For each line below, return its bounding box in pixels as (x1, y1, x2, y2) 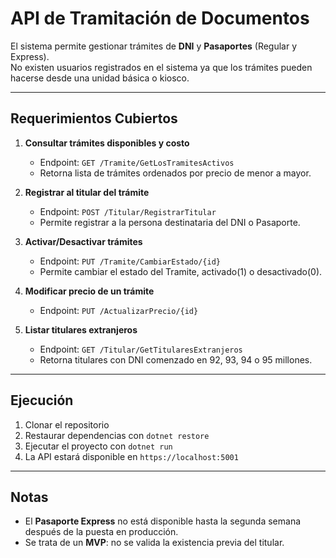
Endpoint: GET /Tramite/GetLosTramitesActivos (39, 156, 235, 168)
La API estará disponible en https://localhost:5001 (24, 450, 239, 462)
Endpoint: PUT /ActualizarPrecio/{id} (39, 304, 199, 316)
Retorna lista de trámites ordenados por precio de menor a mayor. (39, 167, 312, 179)
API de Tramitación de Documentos (10, 7, 310, 30)
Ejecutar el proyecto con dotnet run (24, 440, 173, 452)
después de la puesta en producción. (24, 526, 179, 538)
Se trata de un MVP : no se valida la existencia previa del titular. (24, 537, 285, 549)
